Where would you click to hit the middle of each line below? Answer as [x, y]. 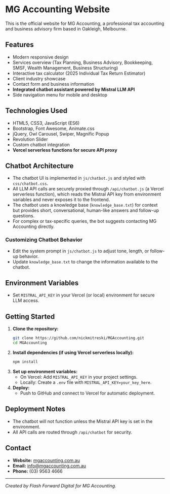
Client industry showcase [39, 78]
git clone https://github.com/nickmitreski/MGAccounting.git [78, 338]
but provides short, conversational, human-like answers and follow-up [86, 210]
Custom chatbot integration [41, 144]
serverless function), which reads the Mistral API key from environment [87, 194]
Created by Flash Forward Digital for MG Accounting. [61, 485]
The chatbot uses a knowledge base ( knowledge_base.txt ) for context [85, 205]
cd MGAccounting [30, 343]
